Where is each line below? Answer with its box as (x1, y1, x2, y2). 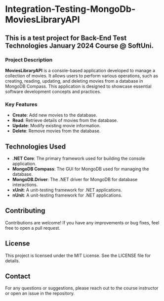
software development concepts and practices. (5, 88, 101, 95)
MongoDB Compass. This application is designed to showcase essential (5, 83, 152, 89)
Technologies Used (5, 142, 66, 150)
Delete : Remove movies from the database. (12, 128, 101, 134)
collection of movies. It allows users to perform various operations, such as (5, 73, 158, 79)
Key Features (5, 100, 38, 107)
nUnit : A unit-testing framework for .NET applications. (12, 192, 123, 198)
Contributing (5, 206, 45, 215)
